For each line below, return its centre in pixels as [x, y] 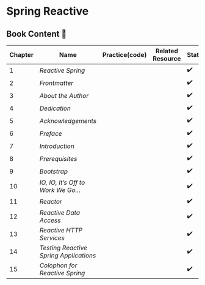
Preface [51, 133]
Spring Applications [68, 255]
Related [167, 51]
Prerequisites [58, 158]
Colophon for [58, 265]
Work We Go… [60, 190]
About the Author [64, 95]
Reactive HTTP [61, 230]
